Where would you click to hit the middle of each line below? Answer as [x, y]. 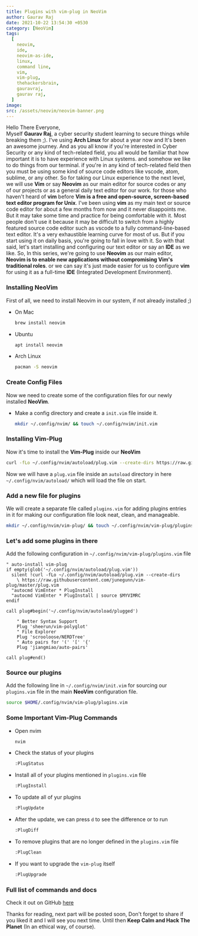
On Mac [24, 312]
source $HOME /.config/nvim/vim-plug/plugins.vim [67, 703]
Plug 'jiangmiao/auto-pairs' [52, 648]
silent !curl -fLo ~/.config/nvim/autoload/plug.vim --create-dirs [96, 575]
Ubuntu [24, 334]
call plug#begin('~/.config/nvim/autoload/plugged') [72, 611]
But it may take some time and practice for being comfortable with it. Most [96, 215]
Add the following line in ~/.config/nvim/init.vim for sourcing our [87, 686]
